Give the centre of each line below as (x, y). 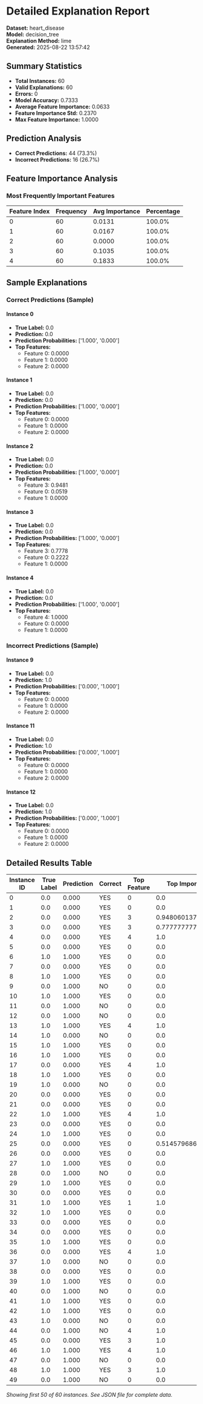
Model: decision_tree (33, 34)
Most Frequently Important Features (60, 196)
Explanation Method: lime (39, 41)
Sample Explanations (47, 282)
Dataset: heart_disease (35, 28)
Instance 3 (20, 512)
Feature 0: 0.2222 (46, 558)
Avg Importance (117, 211)
